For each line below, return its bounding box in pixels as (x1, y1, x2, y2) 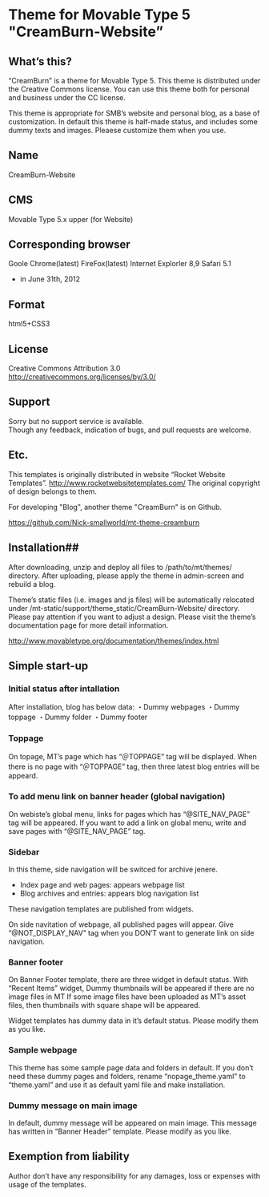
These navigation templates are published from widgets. (8, 904, 195, 914)
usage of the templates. (8, 1179, 86, 1189)
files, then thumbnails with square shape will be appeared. (8, 1001, 201, 1010)
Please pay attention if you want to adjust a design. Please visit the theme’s (8, 612, 256, 621)
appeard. (8, 771, 38, 781)
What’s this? (8, 55, 72, 68)
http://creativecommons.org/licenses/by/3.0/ (8, 372, 156, 382)
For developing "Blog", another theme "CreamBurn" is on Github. (8, 502, 223, 512)
